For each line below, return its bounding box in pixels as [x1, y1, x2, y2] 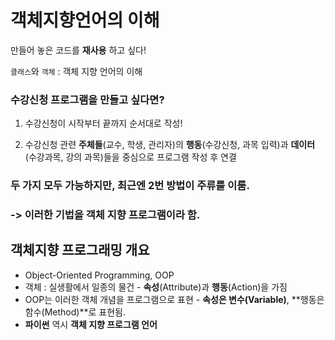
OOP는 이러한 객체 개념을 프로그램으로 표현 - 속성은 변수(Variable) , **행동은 [24, 293, 325, 305]
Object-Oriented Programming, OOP [24, 269, 175, 281]
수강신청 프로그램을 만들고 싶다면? [10, 92, 165, 106]
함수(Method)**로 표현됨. [24, 306, 126, 318]
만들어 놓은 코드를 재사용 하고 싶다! [10, 44, 147, 56]
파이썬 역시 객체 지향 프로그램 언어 [24, 318, 158, 330]
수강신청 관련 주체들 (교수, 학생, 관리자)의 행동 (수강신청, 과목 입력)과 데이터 [24, 139, 316, 151]
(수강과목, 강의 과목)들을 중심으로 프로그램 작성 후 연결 [24, 151, 237, 163]
